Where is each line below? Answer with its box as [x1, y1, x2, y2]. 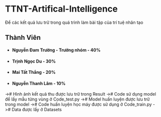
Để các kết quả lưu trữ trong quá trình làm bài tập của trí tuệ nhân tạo [5, 19, 144, 25]
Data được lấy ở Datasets [12, 107, 62, 113]
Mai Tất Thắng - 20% [12, 69, 56, 75]
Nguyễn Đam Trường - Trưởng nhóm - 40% [12, 47, 101, 53]
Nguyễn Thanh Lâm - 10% [12, 80, 66, 86]
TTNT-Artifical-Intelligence [5, 3, 118, 15]
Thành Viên [5, 33, 41, 42]
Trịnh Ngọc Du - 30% [12, 58, 56, 64]
